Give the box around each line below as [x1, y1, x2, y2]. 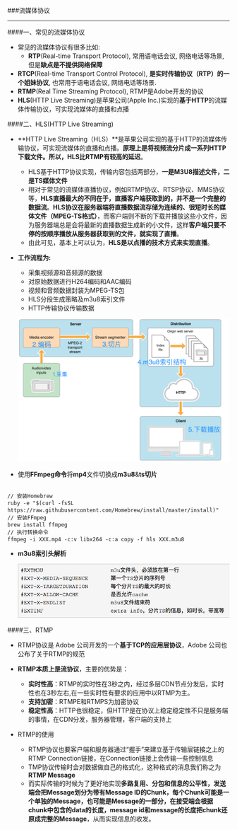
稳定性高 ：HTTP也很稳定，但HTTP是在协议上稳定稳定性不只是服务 [28, 706, 222, 715]
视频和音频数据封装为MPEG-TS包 [28, 286, 125, 294]
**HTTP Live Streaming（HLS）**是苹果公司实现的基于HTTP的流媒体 [17, 135, 221, 143]
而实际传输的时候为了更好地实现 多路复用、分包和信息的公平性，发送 [28, 779, 226, 788]
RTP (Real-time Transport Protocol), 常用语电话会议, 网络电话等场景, [28, 52, 224, 60]
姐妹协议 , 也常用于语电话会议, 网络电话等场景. [23, 79, 157, 86]
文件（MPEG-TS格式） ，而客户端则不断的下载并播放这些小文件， [34, 212, 221, 220]
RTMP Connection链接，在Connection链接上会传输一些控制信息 [28, 754, 214, 762]
